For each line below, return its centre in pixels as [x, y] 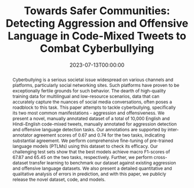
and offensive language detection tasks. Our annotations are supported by [89, 129]
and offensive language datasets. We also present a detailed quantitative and [92, 168]
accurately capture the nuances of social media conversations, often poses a [92, 102]
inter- [173, 129]
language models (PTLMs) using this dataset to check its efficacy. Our [85, 146]
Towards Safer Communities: [97, 11]
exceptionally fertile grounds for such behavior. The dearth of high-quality [89, 91]
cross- [160, 157]
